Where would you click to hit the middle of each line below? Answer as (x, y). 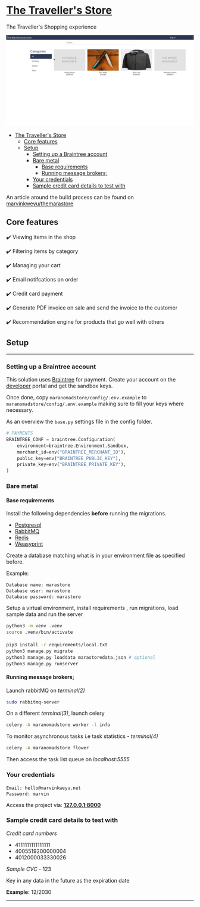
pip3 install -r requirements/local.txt (57, 645)
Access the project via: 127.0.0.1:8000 (54, 805)
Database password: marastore (44, 597)
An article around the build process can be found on (70, 198)
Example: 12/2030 (29, 892)
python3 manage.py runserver (42, 664)
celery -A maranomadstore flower (48, 748)
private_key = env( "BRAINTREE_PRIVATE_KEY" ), (72, 465)
